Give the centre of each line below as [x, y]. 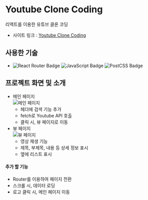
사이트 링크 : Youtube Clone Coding [49, 35]
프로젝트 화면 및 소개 [35, 83]
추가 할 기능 [17, 167]
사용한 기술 [22, 53]
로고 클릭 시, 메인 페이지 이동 [41, 192]
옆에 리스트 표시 [36, 154]
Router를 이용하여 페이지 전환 [42, 179]
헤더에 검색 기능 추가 [41, 109]
